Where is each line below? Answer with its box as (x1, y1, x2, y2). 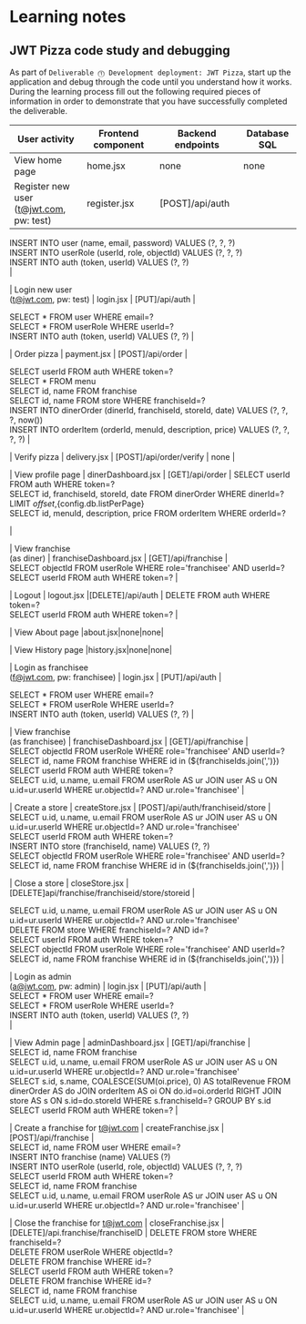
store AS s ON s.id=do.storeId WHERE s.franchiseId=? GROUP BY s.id (9, 1095, 271, 1105)
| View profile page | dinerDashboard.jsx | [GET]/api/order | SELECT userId (9, 469, 291, 480)
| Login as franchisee (9, 662, 89, 673)
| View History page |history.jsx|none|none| (9, 645, 173, 655)
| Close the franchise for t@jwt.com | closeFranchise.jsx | (9, 1217, 225, 1228)
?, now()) (9, 414, 44, 425)
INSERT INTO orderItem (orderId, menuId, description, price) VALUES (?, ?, (9, 424, 290, 434)
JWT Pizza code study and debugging (9, 43, 230, 58)
